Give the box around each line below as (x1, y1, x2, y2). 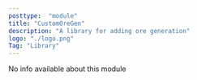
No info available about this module (8, 64, 126, 74)
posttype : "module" (8, 11, 79, 20)
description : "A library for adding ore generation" (8, 27, 191, 35)
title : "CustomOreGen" (8, 19, 85, 27)
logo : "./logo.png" (8, 34, 75, 43)
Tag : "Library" (8, 42, 60, 50)
